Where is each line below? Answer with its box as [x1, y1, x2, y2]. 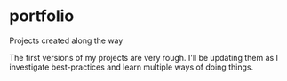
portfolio [9, 6, 75, 26]
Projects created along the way [9, 35, 124, 46]
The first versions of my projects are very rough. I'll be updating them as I [9, 52, 278, 63]
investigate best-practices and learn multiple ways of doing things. [9, 62, 254, 72]
